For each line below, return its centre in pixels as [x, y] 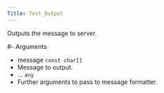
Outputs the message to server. [52, 33]
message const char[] [50, 60]
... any [26, 74]
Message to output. [45, 67]
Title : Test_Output [35, 13]
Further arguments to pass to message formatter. [87, 82]
